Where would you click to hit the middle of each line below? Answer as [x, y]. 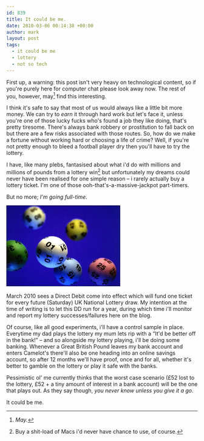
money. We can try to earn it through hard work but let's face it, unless [95, 114]
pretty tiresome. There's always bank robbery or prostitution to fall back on [100, 127]
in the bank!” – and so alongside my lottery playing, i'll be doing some [93, 340]
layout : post [23, 39]
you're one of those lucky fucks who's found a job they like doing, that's [97, 121]
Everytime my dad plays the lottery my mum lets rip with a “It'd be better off [101, 333]
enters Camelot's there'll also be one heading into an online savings [91, 353]
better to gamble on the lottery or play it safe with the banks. [82, 366]
